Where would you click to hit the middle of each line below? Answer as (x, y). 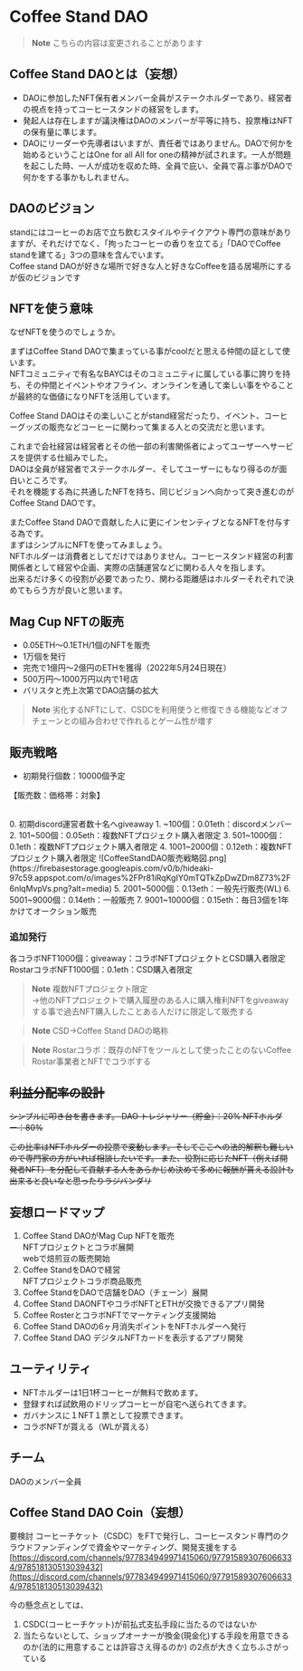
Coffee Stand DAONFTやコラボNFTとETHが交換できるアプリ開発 (143, 1303)
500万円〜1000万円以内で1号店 (80, 679)
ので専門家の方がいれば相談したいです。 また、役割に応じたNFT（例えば (145, 1158)
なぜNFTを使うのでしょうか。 (65, 332)
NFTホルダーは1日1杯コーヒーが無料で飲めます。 (113, 1392)
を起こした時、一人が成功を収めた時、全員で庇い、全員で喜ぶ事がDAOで (158, 166)
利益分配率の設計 (57, 1092)
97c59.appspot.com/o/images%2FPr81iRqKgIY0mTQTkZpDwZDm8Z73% (146, 878)
